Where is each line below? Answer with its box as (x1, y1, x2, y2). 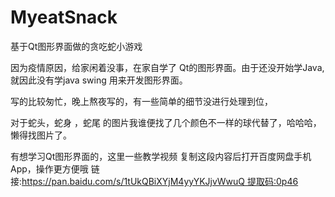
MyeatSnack (10, 6, 118, 29)
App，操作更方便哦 (10, 162, 89, 175)
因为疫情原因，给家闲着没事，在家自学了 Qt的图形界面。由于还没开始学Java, (10, 61, 325, 73)
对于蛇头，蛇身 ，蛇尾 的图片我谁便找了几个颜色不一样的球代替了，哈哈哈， (10, 116, 322, 128)
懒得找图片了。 (10, 129, 72, 141)
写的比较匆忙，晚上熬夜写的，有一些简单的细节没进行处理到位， (10, 95, 273, 107)
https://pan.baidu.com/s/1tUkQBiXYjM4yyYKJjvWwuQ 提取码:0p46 (21, 175, 299, 187)
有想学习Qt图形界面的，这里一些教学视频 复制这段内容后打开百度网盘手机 (10, 150, 312, 162)
